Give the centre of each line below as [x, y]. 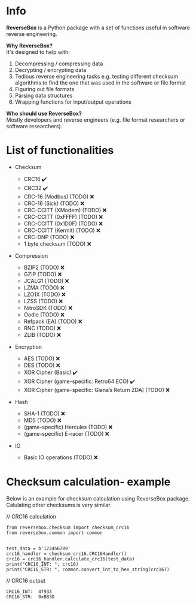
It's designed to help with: [38, 52]
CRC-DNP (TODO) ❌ [49, 237]
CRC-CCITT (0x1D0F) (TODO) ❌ [63, 224]
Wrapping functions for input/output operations [73, 102]
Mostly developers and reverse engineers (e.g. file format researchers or [96, 120]
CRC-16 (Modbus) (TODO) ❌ [59, 197]
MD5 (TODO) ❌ [42, 420]
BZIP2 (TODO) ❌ [44, 267]
